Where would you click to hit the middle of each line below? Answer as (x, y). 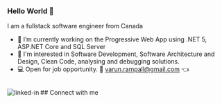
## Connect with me (69, 93)
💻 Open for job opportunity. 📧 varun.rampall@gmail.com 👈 (103, 69)
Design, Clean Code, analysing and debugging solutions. (98, 62)
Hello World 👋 (31, 11)
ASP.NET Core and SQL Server (61, 47)
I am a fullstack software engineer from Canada (75, 26)
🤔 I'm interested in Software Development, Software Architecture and (116, 54)
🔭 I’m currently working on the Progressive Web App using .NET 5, (112, 39)
